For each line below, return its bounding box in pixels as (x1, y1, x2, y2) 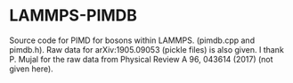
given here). (9, 63, 53, 74)
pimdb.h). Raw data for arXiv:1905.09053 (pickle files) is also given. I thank (9, 44, 285, 54)
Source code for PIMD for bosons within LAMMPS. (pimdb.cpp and (9, 35, 256, 46)
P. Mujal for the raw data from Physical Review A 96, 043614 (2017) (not (9, 54, 273, 64)
